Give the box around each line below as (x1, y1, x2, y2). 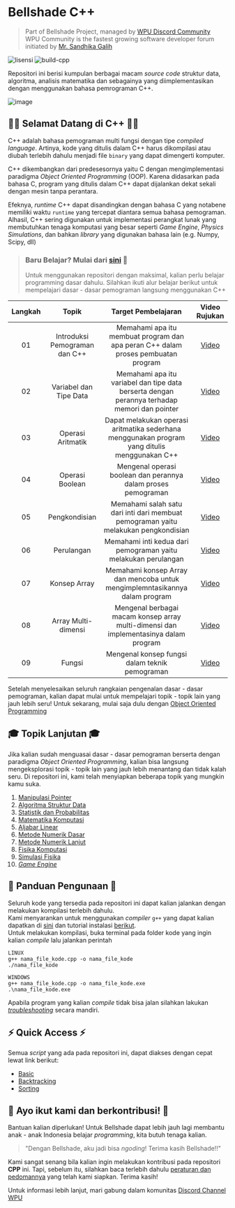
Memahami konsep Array (105, 566, 188, 575)
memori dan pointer (114, 404, 179, 414)
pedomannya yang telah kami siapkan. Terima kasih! (8, 1172, 159, 1181)
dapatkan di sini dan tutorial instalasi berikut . (8, 921, 137, 929)
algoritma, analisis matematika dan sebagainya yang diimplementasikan (8, 76, 214, 84)
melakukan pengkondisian (103, 525, 190, 535)
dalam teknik (126, 658, 168, 668)
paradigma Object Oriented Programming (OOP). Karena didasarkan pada (8, 172, 220, 180)
